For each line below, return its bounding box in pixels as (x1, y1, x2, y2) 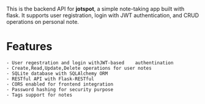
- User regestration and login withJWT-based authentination (6, 59, 174, 66)
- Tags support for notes (6, 92, 72, 98)
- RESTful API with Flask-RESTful (6, 76, 95, 82)
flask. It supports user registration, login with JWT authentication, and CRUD (6, 12, 199, 19)
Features (6, 40, 53, 54)
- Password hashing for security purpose (6, 86, 114, 92)
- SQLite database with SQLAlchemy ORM (6, 70, 108, 76)
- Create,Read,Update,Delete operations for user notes (6, 65, 152, 71)
